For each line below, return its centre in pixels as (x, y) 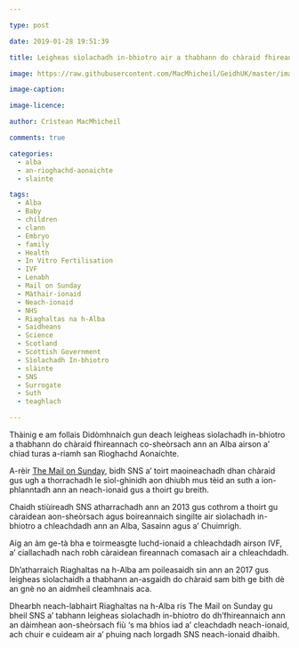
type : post (29, 25)
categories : (31, 154)
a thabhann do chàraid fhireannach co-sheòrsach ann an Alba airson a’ (139, 444)
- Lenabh (33, 278)
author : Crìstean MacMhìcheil (65, 122)
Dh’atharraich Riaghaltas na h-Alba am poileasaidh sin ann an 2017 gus (139, 570)
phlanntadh (30, 490)
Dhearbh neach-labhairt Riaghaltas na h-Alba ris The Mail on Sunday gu (141, 606)
